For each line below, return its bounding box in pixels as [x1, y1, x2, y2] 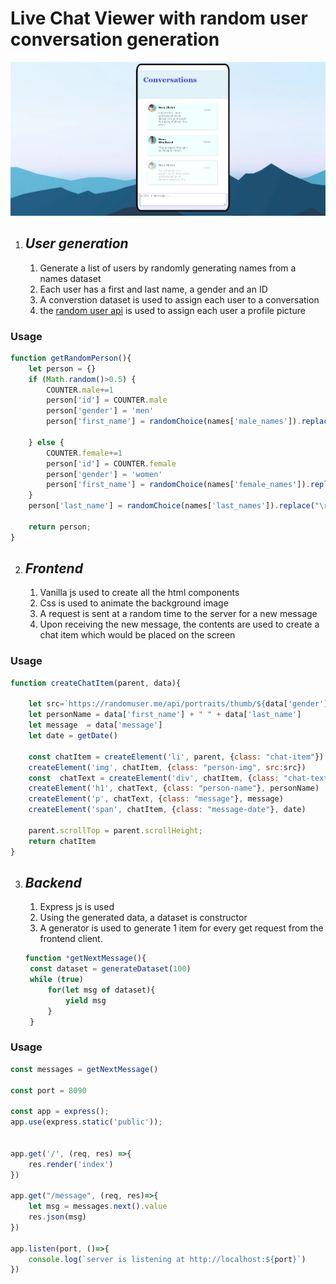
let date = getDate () [28, 731, 118, 741]
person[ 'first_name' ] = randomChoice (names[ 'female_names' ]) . [46, 480, 311, 490]
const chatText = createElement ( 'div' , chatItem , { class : [28, 773, 280, 783]
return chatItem [28, 836, 97, 846]
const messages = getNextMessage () [10, 1064, 159, 1074]
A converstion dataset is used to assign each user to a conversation [39, 293, 320, 306]
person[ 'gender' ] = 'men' [46, 406, 155, 416]
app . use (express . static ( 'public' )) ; [10, 1117, 163, 1127]
